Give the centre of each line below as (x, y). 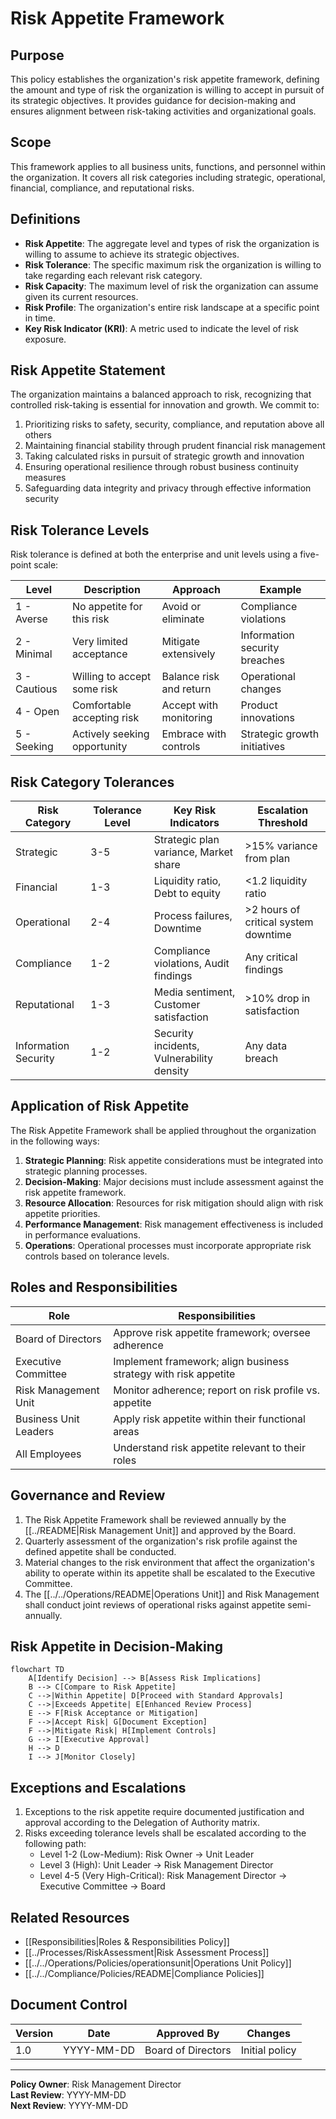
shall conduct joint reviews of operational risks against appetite (155, 1604)
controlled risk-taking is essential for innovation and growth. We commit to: (165, 405)
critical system (279, 922)
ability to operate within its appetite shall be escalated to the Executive (170, 1573)
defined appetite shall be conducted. (100, 1551)
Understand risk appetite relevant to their (209, 1447)
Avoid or (181, 607)
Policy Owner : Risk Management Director (96, 2084)
